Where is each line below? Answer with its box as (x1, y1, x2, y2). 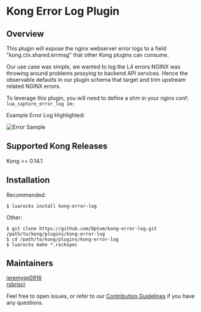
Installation (6, 175, 50, 186)
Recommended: (6, 191, 46, 198)
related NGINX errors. (6, 82, 61, 90)
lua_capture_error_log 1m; (6, 101, 75, 107)
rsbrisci (6, 281, 26, 288)
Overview (6, 29, 45, 39)
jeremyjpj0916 (6, 274, 42, 281)
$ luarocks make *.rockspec (6, 241, 78, 248)
